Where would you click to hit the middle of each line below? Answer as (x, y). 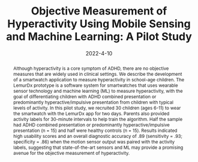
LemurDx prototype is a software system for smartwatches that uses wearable (95, 85)
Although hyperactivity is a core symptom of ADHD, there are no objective (91, 68)
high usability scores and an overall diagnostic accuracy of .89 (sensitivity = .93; (98, 136)
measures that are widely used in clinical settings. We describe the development (97, 74)
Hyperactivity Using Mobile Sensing (99, 24)
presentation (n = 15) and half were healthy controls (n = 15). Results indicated (95, 130)
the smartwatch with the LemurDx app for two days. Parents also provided (91, 114)
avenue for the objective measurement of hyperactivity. (71, 153)
